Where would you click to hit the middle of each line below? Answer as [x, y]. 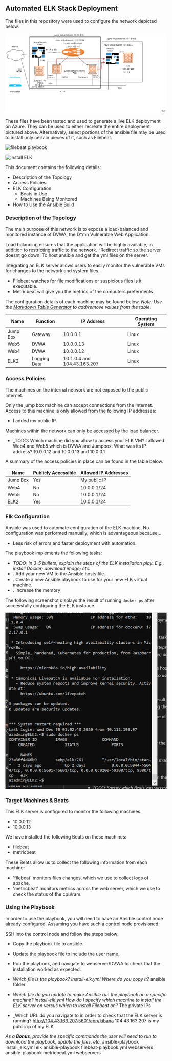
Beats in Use [34, 194]
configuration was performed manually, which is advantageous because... [83, 533]
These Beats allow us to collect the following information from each [76, 862]
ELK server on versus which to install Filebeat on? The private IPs [82, 1006]
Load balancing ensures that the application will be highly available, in [79, 245]
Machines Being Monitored [49, 199]
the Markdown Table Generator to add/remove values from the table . [78, 307]
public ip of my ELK [33, 1027]
